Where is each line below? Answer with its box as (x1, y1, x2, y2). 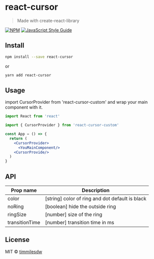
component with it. (5, 104, 43, 110)
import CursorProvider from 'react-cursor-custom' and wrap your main (5, 99, 148, 105)
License (5, 235, 30, 244)
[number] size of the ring (44, 211, 103, 218)
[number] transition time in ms (44, 219, 114, 226)
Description (82, 187, 110, 193)
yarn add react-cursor (5, 72, 51, 77)
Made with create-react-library (17, 18, 80, 24)
